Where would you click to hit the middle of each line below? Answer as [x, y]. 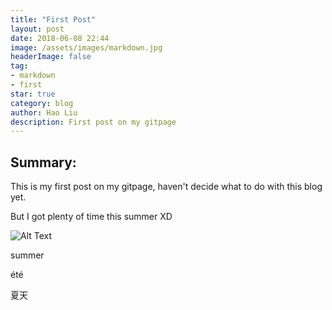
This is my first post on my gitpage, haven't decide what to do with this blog [166, 187]
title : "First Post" [53, 19]
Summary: [43, 162]
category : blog [42, 103]
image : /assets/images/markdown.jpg [86, 47]
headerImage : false [51, 57]
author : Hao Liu [44, 112]
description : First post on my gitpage [93, 122]
